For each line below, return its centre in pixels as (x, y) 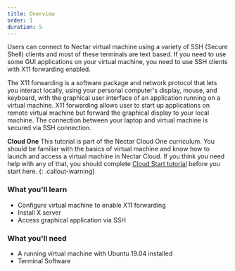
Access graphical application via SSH (72, 220)
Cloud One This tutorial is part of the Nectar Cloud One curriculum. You (111, 141)
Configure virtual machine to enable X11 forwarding (91, 205)
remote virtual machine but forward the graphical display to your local (108, 113)
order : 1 (20, 20)
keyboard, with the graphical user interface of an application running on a (114, 98)
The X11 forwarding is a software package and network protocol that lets (112, 83)
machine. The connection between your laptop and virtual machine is (108, 120)
